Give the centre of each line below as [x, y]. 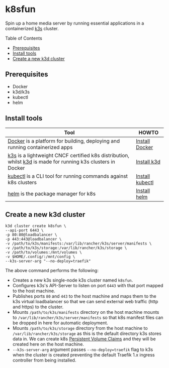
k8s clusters [22, 182]
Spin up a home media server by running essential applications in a [75, 23]
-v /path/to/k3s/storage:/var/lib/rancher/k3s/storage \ [66, 248]
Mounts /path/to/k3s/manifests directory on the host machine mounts [86, 312]
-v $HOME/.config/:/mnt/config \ [40, 257]
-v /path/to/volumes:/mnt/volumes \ [44, 253]
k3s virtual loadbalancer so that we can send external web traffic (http [85, 302]
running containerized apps [40, 147]
